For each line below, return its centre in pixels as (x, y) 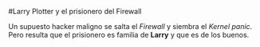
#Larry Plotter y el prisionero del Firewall (75, 11)
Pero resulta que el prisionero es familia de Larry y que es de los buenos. (129, 35)
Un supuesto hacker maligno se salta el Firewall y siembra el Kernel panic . (130, 26)
